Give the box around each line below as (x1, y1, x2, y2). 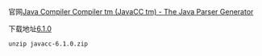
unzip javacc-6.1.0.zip (8, 40, 89, 48)
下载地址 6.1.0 (8, 24, 52, 34)
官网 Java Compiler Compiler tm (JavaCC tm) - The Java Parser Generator (8, 7, 254, 16)
